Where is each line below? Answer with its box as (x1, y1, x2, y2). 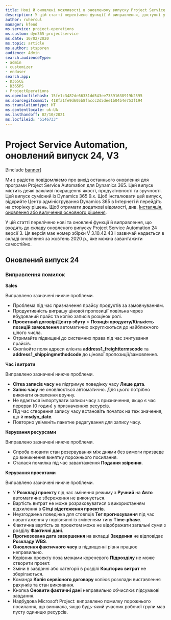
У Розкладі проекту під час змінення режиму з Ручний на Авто (12, 490, 153, 496)
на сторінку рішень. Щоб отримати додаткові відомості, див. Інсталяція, (5, 204, 163, 210)
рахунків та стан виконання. (12, 582, 75, 588)
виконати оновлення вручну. (12, 392, 76, 398)
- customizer (5, 64, 33, 70)
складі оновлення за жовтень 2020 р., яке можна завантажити (5, 235, 143, 241)
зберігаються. (12, 571, 44, 577)
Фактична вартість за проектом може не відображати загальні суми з (12, 522, 166, 528)
